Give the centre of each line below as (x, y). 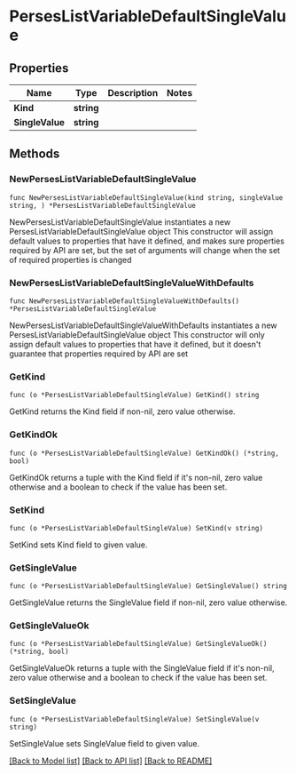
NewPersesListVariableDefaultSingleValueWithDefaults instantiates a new (143, 325)
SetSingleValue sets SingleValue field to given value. (105, 743)
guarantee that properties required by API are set (99, 354)
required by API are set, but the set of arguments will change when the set (145, 250)
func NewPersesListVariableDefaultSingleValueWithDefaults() (125, 301)
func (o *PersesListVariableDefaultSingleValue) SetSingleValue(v (134, 719)
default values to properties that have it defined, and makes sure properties (147, 241)
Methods (35, 154)
